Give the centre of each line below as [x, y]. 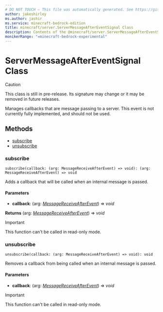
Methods [19, 129]
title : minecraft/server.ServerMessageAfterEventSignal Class [69, 28]
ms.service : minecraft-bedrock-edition [45, 23]
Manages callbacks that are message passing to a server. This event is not [80, 108]
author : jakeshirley [26, 14]
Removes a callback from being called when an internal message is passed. [81, 263]
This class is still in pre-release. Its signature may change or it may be [75, 94]
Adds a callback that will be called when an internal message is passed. [77, 182]
